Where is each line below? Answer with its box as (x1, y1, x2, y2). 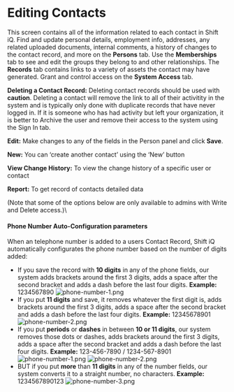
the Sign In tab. (7, 123, 51, 131)
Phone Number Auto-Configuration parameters (7, 222, 148, 230)
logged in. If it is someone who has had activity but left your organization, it (7, 108, 224, 117)
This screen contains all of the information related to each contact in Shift (7, 28, 219, 36)
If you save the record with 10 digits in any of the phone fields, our (17, 266, 210, 274)
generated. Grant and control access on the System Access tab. (7, 72, 193, 81)
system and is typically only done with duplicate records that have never (7, 101, 216, 109)
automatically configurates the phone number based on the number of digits (7, 245, 227, 253)
